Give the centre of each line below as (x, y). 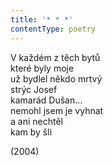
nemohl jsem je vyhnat (57, 110)
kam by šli (31, 132)
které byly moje (42, 68)
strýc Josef (34, 89)
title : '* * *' (42, 19)
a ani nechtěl (36, 121)
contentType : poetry (53, 29)
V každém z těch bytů (55, 57)
